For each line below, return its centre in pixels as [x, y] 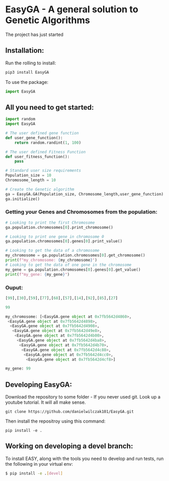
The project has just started [35, 34]
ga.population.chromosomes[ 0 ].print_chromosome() [59, 227]
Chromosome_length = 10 [31, 180]
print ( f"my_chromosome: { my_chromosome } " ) [51, 260]
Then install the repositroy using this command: [56, 421]
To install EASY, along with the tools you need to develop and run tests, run [84, 458]
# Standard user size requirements [43, 171]
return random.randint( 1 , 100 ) [48, 143]
